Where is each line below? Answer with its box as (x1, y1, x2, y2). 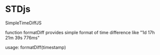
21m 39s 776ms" (5, 35, 40, 41)
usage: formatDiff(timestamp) (5, 44, 66, 50)
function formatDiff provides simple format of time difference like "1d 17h (5, 29, 155, 35)
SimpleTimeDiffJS (5, 20, 41, 26)
